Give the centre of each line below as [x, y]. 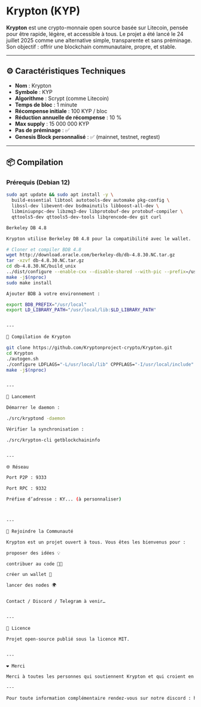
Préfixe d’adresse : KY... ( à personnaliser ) [64, 499]
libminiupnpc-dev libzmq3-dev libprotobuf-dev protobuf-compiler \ [98, 212]
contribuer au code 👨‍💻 [34, 564]
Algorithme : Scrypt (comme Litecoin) [62, 98]
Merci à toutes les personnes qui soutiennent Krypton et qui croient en [100, 677]
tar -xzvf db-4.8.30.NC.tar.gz [45, 261]
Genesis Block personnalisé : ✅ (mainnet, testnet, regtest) [87, 136]
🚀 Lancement [21, 397]
